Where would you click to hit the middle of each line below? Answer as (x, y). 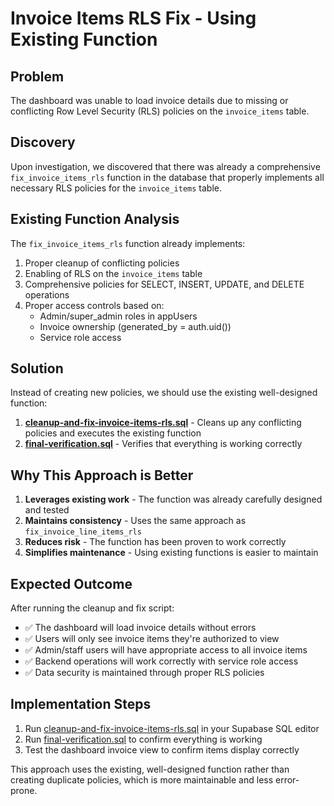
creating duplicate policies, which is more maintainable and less (142, 779)
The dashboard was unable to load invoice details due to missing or (149, 100)
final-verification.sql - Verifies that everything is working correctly (163, 444)
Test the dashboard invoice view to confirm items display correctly (162, 749)
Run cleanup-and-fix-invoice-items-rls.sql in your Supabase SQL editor (172, 728)
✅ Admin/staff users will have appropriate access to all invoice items (166, 650)
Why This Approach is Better (102, 475)
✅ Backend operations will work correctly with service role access (161, 661)
